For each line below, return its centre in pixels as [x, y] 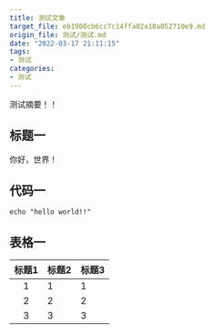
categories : [32, 69]
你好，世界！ [33, 159]
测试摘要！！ [33, 104]
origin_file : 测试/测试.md [58, 35]
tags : [20, 52]
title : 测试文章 [37, 18]
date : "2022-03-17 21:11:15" [65, 43]
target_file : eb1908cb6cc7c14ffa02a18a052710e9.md [107, 26]
